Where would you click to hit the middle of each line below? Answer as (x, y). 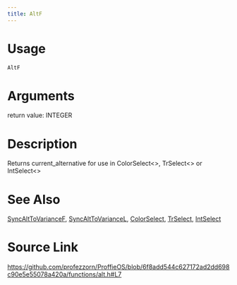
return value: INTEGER (40, 115)
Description (42, 144)
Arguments (41, 96)
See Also (34, 199)
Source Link (43, 247)
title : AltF (25, 14)
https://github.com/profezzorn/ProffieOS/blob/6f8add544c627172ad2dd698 (119, 267)
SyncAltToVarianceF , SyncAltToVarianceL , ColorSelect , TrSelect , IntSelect (114, 219)
